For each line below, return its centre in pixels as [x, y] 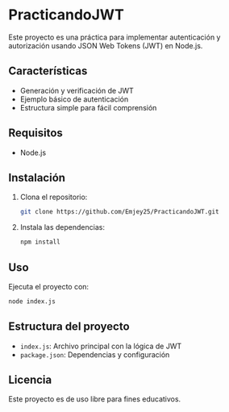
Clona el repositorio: [54, 197]
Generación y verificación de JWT [77, 90]
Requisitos [35, 133]
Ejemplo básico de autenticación [74, 99]
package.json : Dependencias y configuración [95, 354]
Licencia [30, 380]
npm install [40, 242]
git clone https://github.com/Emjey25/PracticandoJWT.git [119, 212]
